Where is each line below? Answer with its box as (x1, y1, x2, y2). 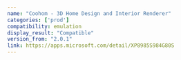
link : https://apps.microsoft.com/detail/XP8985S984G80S (7, 42, 175, 49)
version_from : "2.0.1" (7, 36, 73, 43)
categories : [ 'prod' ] (7, 17, 70, 23)
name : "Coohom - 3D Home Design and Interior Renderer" (7, 10, 171, 17)
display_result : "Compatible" (7, 29, 95, 37)
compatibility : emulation (7, 23, 82, 30)
